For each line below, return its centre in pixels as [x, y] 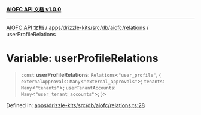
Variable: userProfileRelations [82, 58]
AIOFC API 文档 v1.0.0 [34, 9]
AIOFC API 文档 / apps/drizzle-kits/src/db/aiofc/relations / [77, 27]
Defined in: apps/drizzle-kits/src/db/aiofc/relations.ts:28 [76, 105]
